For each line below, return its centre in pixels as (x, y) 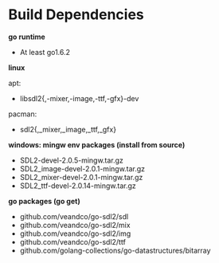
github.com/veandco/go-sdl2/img (75, 234)
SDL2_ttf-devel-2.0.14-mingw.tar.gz (78, 186)
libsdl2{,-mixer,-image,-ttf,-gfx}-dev (79, 98)
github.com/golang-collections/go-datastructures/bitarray (115, 250)
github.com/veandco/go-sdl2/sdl (74, 216)
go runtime (27, 37)
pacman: (23, 114)
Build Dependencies (76, 15)
